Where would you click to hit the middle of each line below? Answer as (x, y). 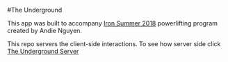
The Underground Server (43, 51)
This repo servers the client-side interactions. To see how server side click (114, 44)
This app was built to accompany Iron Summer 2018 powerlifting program (112, 23)
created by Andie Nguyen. (44, 31)
